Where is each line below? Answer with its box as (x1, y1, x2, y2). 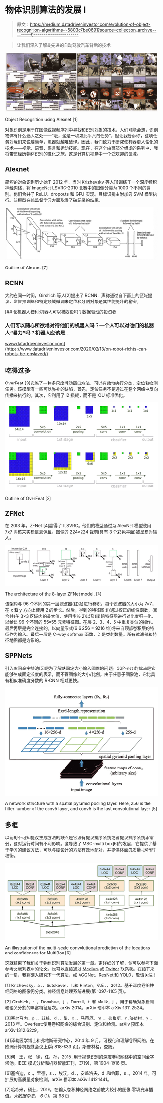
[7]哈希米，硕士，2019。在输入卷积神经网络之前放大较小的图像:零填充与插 (5, 1087, 153, 1093)
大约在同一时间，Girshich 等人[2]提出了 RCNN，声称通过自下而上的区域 (5, 292, 148, 299)
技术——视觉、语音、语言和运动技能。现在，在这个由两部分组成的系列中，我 (5, 145, 158, 150)
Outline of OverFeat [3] (5, 495, 51, 501)
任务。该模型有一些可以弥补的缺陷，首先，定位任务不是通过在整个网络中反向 (5, 386, 158, 392)
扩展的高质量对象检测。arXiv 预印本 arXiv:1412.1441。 (5, 1076, 112, 1083)
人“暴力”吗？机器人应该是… (5, 330, 70, 336)
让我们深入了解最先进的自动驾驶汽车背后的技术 (16, 42, 111, 48)
